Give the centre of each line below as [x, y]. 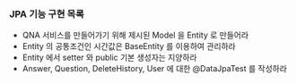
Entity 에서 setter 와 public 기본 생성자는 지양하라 [109, 58]
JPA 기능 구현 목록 [47, 13]
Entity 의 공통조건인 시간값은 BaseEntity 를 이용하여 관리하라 [129, 46]
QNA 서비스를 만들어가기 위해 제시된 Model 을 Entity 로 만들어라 [135, 35]
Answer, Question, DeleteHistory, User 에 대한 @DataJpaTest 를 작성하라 [154, 69]
